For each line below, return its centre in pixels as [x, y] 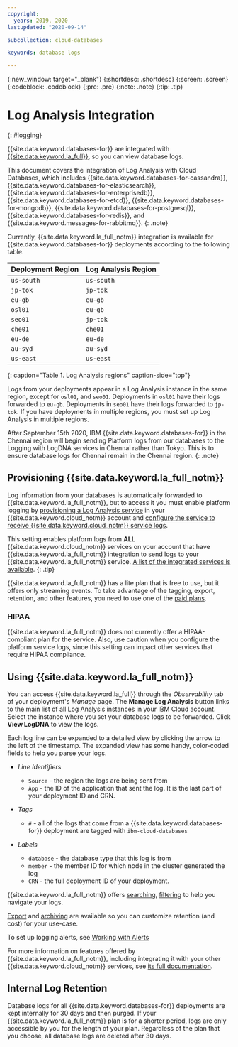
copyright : [23, 14]
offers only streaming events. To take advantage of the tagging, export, [111, 590]
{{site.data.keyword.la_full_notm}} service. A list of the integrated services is [119, 561]
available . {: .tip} [31, 569]
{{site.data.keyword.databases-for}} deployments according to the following [119, 244]
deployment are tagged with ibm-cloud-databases [115, 830]
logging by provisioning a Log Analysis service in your [86, 510]
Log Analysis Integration [81, 115]
